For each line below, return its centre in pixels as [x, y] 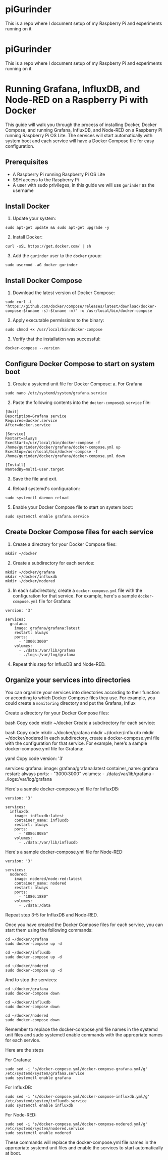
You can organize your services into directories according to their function [82, 692]
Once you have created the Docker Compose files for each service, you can [84, 925]
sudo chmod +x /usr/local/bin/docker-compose [54, 330]
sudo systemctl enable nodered [38, 1133]
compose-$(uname [22, 311]
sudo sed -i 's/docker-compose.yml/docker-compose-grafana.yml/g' [76, 1069]
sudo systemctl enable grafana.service [47, 517]
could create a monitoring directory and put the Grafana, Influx [70, 703]
